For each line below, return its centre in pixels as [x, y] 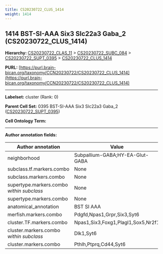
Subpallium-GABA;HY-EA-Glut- [111, 155]
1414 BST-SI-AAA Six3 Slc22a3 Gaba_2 [65, 34]
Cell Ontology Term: [26, 121]
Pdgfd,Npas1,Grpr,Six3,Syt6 [107, 215]
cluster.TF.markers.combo [38, 222]
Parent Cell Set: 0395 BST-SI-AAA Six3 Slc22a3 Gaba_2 [61, 106]
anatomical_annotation [33, 207]
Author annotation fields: [31, 135]
